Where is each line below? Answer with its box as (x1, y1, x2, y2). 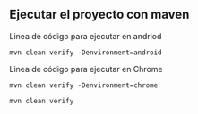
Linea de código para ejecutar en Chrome (9, 63, 163, 74)
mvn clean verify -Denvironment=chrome (9, 80, 159, 90)
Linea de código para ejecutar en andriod (9, 30, 162, 41)
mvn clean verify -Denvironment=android (9, 48, 163, 57)
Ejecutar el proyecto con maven (9, 7, 190, 22)
